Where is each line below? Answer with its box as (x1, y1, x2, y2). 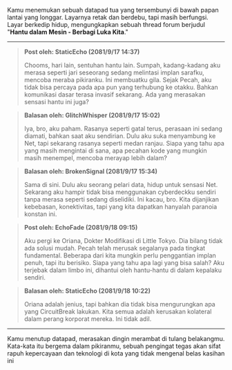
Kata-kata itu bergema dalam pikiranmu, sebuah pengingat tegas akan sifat (7, 342, 221, 350)
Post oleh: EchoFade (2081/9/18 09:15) (23, 224, 138, 231)
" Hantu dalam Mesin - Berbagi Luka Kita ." (7, 28, 129, 36)
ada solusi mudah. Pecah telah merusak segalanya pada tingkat (23, 244, 206, 252)
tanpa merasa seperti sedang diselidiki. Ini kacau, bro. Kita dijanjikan (23, 195, 220, 203)
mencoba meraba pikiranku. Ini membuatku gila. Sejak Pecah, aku (23, 76, 212, 84)
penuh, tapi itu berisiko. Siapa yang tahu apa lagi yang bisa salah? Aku (23, 259, 224, 266)
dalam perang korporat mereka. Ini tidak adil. (23, 315, 152, 323)
